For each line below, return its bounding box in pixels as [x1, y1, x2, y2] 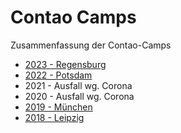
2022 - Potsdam [24, 69, 93, 81]
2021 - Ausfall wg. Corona [24, 79, 133, 91]
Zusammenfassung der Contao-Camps [10, 39, 172, 51]
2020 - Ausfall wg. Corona [24, 90, 135, 102]
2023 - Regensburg [24, 58, 107, 70]
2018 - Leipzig [24, 111, 85, 123]
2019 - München [24, 101, 93, 113]
